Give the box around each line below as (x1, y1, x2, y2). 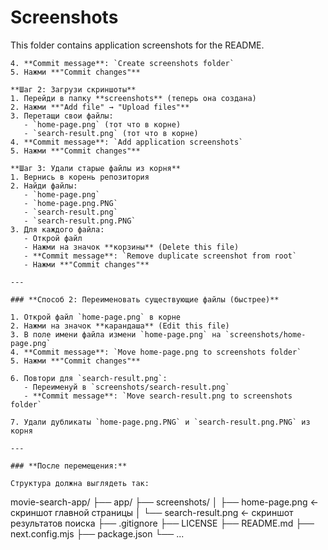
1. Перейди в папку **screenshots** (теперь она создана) (10, 93, 257, 103)
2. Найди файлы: (10, 181, 78, 191)
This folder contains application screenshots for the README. (10, 39, 265, 51)
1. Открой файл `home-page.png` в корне (10, 312, 182, 322)
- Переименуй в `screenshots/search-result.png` (23, 382, 230, 392)
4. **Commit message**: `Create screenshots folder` (10, 58, 235, 68)
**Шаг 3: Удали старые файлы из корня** (10, 163, 182, 173)
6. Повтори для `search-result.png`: (10, 373, 168, 383)
